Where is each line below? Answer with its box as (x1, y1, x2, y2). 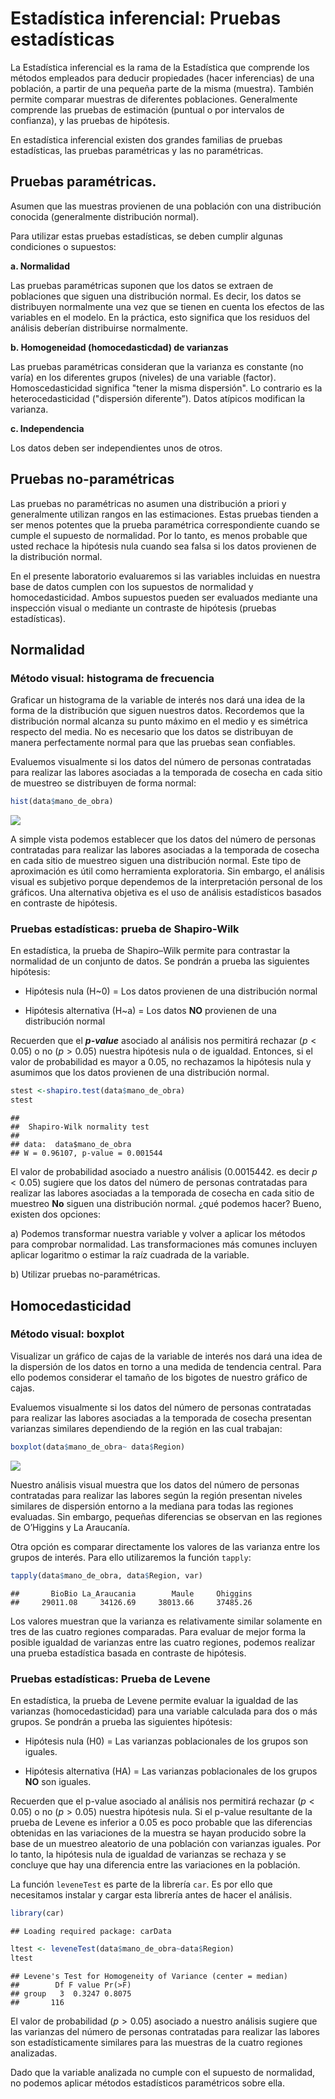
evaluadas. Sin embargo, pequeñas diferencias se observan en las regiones (10, 1510, 323, 1522)
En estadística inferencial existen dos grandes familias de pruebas (10, 133, 283, 146)
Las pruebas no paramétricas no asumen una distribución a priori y (10, 497, 287, 509)
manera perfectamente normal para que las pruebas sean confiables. (10, 737, 296, 749)
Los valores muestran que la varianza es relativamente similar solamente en (10, 1615, 323, 1627)
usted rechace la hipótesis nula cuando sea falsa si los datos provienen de (10, 540, 317, 552)
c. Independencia (10, 422, 85, 434)
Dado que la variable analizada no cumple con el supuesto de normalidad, (10, 2066, 316, 2078)
